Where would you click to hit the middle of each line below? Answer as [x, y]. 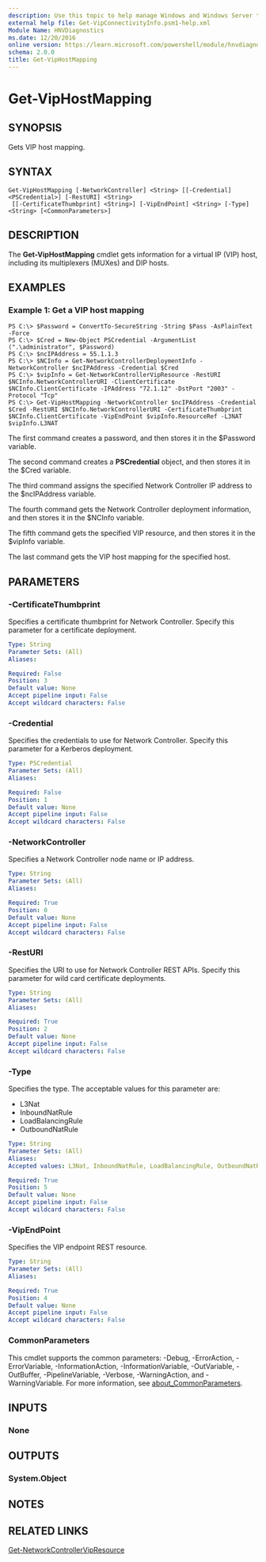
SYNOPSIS [35, 128]
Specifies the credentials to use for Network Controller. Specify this [118, 740]
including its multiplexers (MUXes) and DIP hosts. [89, 263]
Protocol [23, 396]
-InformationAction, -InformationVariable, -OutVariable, [145, 1366]
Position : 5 [28, 1188]
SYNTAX [30, 172]
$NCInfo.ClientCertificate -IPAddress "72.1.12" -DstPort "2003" [118, 389]
